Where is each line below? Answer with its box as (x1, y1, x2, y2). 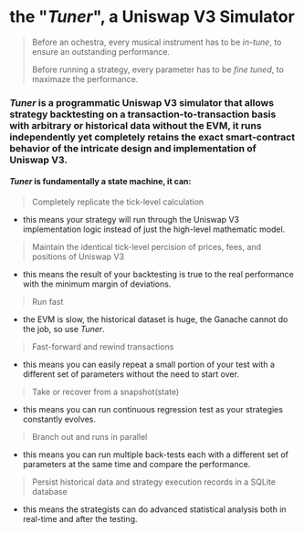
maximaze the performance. (31, 73, 139, 84)
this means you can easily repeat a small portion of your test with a (22, 359, 276, 371)
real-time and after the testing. (22, 514, 138, 525)
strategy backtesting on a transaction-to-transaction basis (9, 108, 277, 120)
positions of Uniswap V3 (31, 251, 125, 262)
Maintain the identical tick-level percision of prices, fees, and (31, 242, 262, 253)
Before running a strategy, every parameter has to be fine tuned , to (31, 64, 285, 75)
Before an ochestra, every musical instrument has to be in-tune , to (31, 37, 282, 47)
